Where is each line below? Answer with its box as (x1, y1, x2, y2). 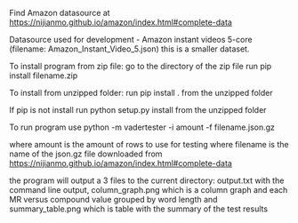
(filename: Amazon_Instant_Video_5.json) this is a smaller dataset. (9, 44, 250, 54)
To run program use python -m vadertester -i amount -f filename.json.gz (9, 122, 276, 132)
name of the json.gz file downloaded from (9, 148, 163, 159)
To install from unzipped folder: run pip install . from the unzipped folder (9, 88, 273, 98)
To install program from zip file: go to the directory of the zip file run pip (9, 61, 272, 71)
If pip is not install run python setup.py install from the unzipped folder (9, 105, 267, 115)
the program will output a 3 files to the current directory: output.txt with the (9, 175, 285, 186)
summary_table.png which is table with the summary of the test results (9, 203, 269, 214)
